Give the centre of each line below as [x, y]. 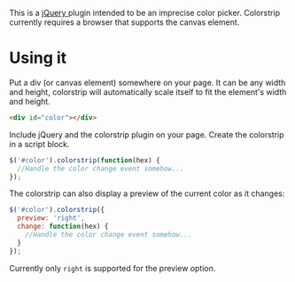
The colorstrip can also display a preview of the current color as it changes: [147, 193]
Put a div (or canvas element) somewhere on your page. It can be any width [147, 82]
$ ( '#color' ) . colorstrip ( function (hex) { [85, 160]
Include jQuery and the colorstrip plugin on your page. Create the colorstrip [147, 134]
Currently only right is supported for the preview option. [113, 268]
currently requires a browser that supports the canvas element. [124, 22]
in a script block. [39, 144]
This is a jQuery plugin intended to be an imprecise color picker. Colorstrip [145, 13]
